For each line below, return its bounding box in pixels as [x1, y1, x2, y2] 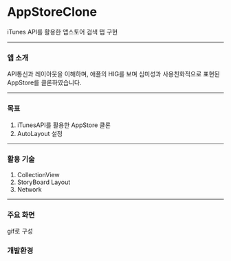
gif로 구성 [7, 227, 33, 236]
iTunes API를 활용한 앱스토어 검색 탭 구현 [7, 27, 118, 36]
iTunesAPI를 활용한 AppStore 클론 [16, 121, 111, 129]
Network [16, 185, 43, 193]
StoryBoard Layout [16, 178, 71, 186]
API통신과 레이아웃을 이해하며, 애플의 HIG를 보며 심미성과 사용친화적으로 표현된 [7, 70, 220, 78]
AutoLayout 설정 [16, 129, 63, 137]
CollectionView [16, 170, 60, 179]
